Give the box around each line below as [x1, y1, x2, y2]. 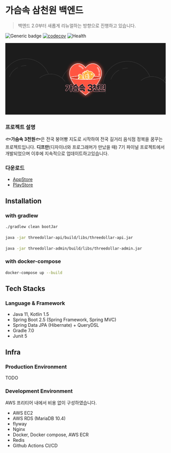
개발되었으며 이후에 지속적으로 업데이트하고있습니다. [5, 150, 109, 156]
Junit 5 [12, 333, 27, 339]
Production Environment [5, 363, 67, 370]
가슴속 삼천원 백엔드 [5, 5, 84, 16]
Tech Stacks [5, 284, 46, 293]
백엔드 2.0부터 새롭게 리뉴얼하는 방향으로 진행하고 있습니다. [17, 22, 136, 29]
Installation [5, 196, 42, 205]
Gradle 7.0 [12, 328, 35, 334]
